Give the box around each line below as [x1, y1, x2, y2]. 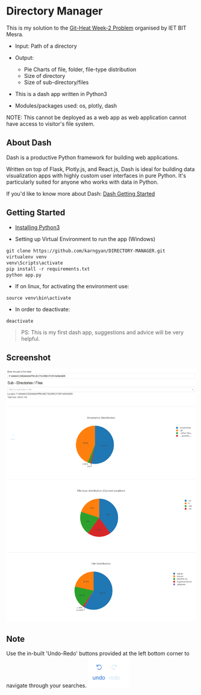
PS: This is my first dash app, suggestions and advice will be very [20, 328, 184, 336]
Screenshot [6, 352, 51, 363]
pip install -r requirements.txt [6, 266, 90, 272]
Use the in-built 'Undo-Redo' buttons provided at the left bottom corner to [6, 650, 190, 657]
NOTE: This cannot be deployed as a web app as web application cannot [6, 114, 187, 121]
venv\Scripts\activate [6, 260, 63, 266]
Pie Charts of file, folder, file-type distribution [23, 65, 137, 73]
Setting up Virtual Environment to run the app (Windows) [14, 235, 155, 242]
